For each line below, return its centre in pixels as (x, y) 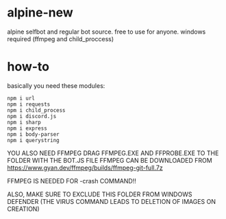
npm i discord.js (32, 116)
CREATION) (23, 209)
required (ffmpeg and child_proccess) (61, 38)
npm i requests (29, 104)
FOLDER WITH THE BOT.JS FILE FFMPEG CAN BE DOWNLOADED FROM (110, 160)
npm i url (21, 98)
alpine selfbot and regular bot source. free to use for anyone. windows (106, 32)
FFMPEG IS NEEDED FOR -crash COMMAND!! (72, 181)
